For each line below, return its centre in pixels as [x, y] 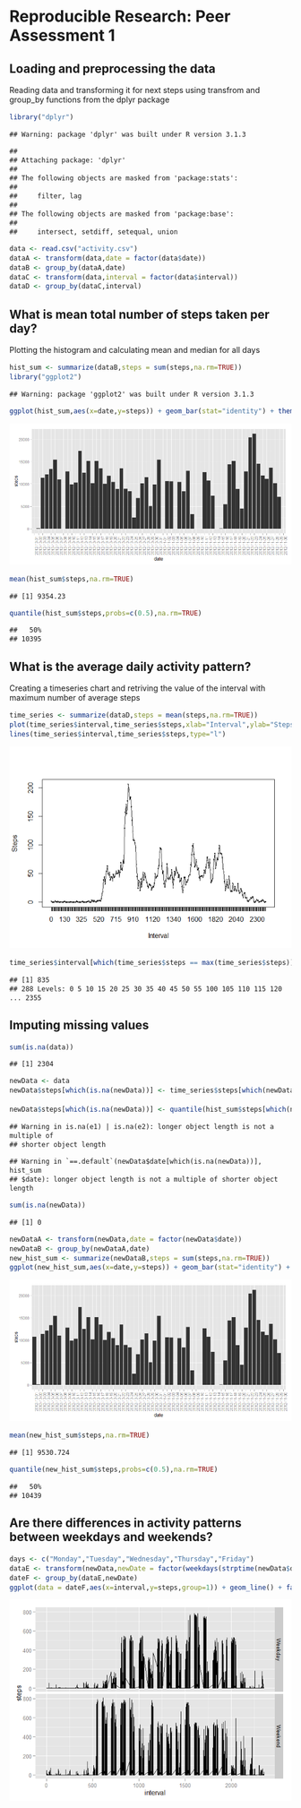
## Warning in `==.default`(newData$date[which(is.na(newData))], [136, 1161]
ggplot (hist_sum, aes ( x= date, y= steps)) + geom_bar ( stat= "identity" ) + [142, 411]
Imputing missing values [79, 1025]
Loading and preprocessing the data [112, 69]
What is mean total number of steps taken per [140, 314]
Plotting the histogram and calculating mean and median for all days [135, 350]
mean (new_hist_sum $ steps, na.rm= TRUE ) [80, 1435]
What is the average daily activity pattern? [130, 666]
